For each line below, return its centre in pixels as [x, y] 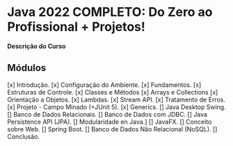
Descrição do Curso [37, 46]
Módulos [27, 68]
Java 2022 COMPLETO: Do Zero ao [110, 12]
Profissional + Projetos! [77, 27]
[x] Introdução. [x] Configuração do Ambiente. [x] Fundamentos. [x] [104, 85]
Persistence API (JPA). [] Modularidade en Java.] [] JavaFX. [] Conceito [110, 122]
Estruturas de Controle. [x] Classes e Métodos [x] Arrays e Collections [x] [113, 92]
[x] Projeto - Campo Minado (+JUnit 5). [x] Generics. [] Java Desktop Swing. [116, 107]
